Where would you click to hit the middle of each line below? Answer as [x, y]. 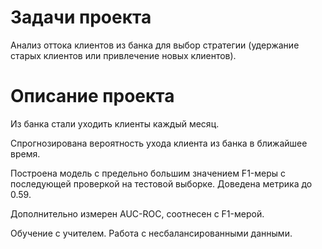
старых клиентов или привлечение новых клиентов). [123, 55]
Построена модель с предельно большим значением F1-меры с [148, 173]
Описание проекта [92, 96]
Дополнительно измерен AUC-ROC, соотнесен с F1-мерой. [137, 213]
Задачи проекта [81, 17]
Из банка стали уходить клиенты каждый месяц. [115, 123]
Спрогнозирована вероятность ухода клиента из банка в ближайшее [159, 143]
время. [25, 153]
